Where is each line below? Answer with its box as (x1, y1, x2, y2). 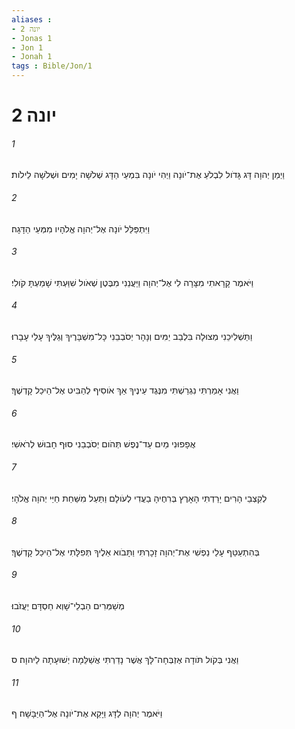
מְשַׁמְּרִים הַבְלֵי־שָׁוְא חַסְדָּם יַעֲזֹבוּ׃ (11, 600, 125, 612)
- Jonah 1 (11, 52, 53, 62)
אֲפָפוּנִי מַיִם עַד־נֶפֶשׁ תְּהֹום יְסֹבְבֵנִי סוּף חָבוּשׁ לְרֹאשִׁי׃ (11, 438, 196, 450)
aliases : (11, 14, 53, 25)
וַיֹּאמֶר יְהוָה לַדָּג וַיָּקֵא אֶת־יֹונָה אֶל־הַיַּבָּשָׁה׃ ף (11, 707, 163, 720)
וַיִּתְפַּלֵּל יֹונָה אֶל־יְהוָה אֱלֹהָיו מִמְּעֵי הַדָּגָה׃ (11, 222, 151, 235)
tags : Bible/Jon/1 (11, 61, 93, 71)
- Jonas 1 (11, 33, 53, 43)
